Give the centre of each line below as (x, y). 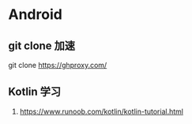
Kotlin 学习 (35, 92)
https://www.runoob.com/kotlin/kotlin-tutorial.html (102, 111)
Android (36, 15)
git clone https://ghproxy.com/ (58, 65)
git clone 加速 (42, 45)
